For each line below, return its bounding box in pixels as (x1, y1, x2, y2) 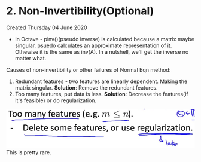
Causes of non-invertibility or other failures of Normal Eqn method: (6, 66, 171, 73)
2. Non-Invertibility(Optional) (6, 4, 154, 18)
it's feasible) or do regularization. (14, 97, 97, 104)
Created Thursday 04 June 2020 (6, 24, 88, 31)
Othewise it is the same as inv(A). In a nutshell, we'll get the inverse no (14, 48, 189, 55)
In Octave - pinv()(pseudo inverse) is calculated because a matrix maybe (14, 35, 195, 42)
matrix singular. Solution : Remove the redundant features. (14, 84, 158, 91)
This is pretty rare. (6, 149, 52, 156)
